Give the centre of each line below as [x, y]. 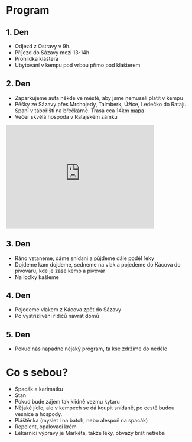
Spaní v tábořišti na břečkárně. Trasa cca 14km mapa [79, 110]
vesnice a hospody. [38, 414]
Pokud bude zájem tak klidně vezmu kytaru [67, 402]
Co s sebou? [37, 373]
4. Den [18, 296]
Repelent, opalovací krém [45, 427]
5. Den [18, 334]
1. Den [18, 32]
